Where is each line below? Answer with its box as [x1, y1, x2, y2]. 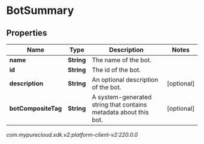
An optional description [92, 76, 158, 83]
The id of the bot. [92, 66, 141, 74]
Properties [6, 28, 47, 38]
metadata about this [92, 108, 149, 116]
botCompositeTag [9, 104, 63, 113]
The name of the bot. [92, 56, 152, 64]
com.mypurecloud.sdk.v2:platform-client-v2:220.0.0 [6, 131, 138, 138]
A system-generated [92, 93, 152, 101]
